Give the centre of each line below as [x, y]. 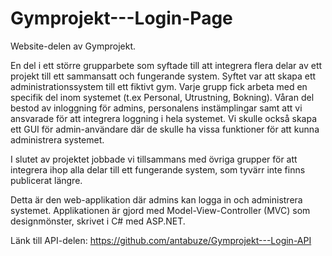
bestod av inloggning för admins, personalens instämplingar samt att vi [156, 108]
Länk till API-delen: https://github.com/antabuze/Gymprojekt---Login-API [161, 240]
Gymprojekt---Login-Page [121, 18]
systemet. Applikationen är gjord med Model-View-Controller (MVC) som [160, 210]
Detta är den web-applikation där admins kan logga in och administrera [156, 199]
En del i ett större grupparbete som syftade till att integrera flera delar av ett [166, 65]
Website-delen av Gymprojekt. [73, 46]
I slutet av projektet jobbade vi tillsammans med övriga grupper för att [154, 159]
